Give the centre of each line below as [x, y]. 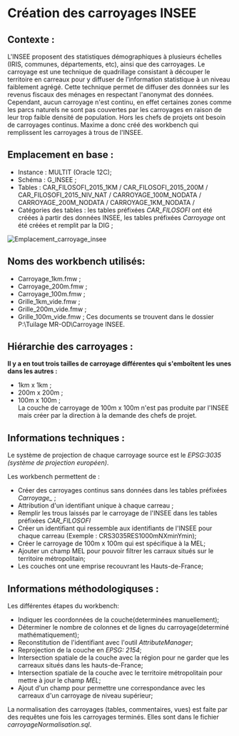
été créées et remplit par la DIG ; [65, 225]
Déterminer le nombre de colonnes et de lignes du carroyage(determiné [123, 627]
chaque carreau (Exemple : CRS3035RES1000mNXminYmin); [107, 536]
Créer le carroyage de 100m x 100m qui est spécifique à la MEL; [111, 543]
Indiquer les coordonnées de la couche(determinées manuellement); [118, 620]
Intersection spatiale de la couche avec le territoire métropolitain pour [120, 673]
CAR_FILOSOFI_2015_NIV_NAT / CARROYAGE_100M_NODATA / [110, 195]
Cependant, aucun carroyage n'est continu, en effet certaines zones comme [119, 102]
